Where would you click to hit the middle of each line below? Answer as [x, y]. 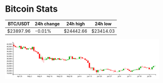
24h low [103, 24]
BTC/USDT [19, 24]
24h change [47, 24]
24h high [76, 24]
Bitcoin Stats [31, 9]
